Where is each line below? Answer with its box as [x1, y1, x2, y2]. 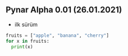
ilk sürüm [14, 20, 38, 28]
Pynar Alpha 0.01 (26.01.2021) [5, 5, 123, 15]
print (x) [11, 43, 33, 50]
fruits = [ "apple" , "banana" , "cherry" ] [5, 33, 110, 39]
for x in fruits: [5, 38, 50, 44]
